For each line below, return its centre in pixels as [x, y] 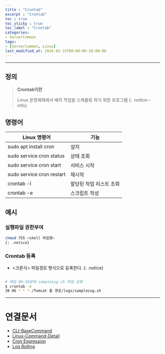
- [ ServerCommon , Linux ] [30, 46]
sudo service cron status [36, 156]
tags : [11, 42]
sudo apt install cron [31, 147]
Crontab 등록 [20, 256]
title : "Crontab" [24, 10]
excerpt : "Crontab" [26, 14]
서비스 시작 [82, 166]
